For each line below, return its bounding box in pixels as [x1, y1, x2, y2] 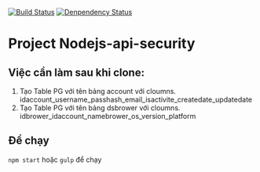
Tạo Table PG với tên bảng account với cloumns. [19, 87, 177, 95]
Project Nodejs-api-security [8, 35, 196, 52]
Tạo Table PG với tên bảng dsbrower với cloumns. [19, 103, 181, 113]
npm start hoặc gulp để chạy [8, 155, 102, 164]
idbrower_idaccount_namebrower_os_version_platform [19, 112, 196, 120]
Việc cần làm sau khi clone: [8, 66, 145, 79]
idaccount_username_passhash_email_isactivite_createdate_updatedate [19, 95, 253, 104]
